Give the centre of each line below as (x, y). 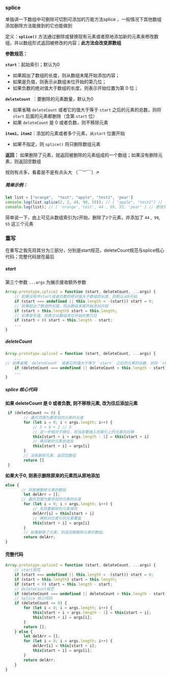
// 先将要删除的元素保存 (55, 509)
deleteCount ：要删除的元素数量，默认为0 (49, 99)
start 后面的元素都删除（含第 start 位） (55, 116)
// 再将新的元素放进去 (53, 441)
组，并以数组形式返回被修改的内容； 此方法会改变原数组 (63, 43)
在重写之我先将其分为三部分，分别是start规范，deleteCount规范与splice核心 (85, 250)
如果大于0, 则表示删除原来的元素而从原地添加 (53, 475)
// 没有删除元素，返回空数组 (50, 456)
